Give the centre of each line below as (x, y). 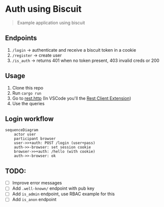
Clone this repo (27, 88)
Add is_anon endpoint (34, 200)
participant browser (35, 139)
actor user (25, 134)
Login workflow (29, 119)
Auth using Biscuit (43, 9)
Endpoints (21, 38)
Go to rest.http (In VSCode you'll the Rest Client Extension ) (72, 98)
